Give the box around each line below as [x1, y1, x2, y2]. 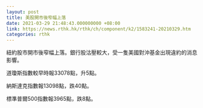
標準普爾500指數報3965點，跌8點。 [6, 95, 96, 103]
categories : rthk [6, 32, 50, 38]
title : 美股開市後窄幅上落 [6, 15, 67, 21]
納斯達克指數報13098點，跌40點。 [6, 83, 93, 90]
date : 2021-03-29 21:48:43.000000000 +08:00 [6, 20, 121, 26]
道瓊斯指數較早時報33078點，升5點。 [6, 69, 100, 76]
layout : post [6, 8, 39, 15]
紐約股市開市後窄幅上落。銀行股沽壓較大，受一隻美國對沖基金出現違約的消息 [6, 49, 198, 56]
